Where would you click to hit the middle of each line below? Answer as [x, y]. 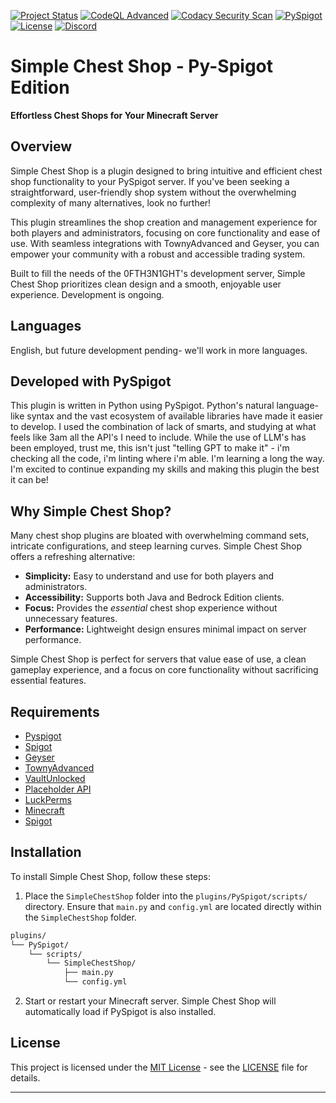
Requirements [55, 711]
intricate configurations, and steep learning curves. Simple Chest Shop [156, 546]
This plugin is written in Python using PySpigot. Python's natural [142, 406]
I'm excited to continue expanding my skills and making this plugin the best [165, 469]
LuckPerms [48, 799]
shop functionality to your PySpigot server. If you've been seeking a [150, 181]
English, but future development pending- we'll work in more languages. [159, 350]
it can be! [29, 480]
